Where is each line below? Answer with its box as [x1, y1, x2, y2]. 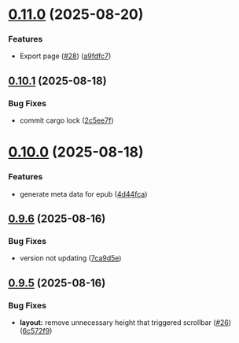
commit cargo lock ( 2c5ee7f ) [19, 116, 114, 125]
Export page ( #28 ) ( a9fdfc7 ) [19, 51, 112, 61]
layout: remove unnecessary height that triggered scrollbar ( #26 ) [19, 318, 232, 327]
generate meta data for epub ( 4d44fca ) [19, 189, 148, 198]
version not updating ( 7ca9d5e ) [19, 253, 122, 263]
